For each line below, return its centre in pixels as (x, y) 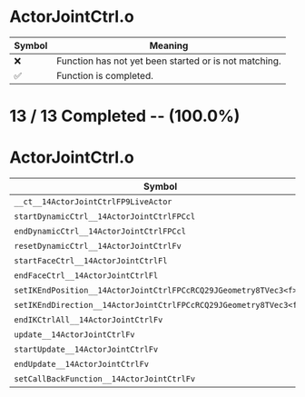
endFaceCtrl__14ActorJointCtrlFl (86, 276)
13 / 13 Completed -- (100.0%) (125, 116)
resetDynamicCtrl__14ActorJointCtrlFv (98, 246)
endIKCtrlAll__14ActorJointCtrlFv (89, 320)
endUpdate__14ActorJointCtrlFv (82, 364)
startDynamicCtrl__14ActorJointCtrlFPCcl (105, 217)
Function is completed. (105, 75)
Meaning (169, 45)
